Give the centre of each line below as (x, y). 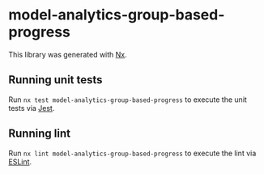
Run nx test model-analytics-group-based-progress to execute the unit (128, 100)
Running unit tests (55, 80)
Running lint (40, 134)
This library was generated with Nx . (68, 54)
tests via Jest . (32, 108)
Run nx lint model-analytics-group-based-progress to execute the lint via (132, 153)
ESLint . (20, 161)
